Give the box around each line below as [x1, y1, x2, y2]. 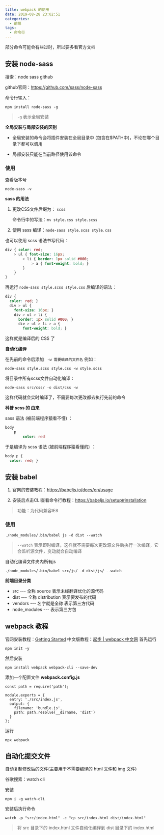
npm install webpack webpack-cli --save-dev [5, 665, 98, 670]
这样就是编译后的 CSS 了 [5, 335, 55, 341]
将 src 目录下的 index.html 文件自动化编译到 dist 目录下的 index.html [17, 825, 155, 831]
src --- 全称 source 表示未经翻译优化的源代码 [12, 588, 104, 594]
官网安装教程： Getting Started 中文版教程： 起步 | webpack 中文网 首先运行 [5, 636, 157, 642]
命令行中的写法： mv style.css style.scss [12, 217, 98, 223]
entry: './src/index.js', [9, 697, 63, 702]
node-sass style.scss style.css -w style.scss [5, 366, 102, 371]
